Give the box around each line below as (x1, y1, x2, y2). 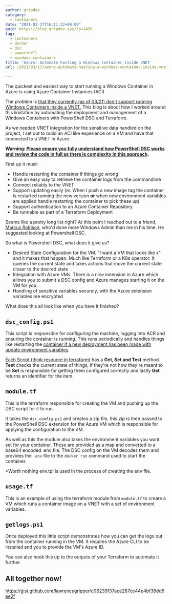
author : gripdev (5, 7, 40, 13)
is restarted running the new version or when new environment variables (12, 193, 166, 199)
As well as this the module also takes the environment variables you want (5, 436, 160, 442)
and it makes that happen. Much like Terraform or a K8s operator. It (12, 255, 155, 261)
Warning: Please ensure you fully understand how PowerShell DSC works (5, 145, 165, 152)
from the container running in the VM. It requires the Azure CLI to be (5, 538, 149, 545)
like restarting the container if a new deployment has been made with (5, 341, 152, 347)
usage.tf (5, 483, 33, 490)
